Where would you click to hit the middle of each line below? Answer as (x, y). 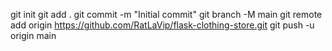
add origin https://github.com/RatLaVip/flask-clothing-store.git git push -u (162, 25)
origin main (33, 35)
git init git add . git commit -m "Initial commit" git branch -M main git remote (166, 14)
